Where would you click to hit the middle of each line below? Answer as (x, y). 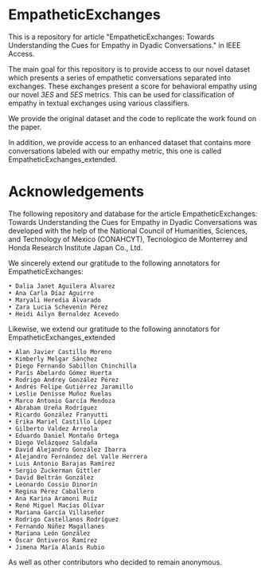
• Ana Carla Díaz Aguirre (51, 293)
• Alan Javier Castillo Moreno (60, 352)
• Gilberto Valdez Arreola (53, 428)
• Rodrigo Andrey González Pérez (64, 380)
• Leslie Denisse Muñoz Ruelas (60, 394)
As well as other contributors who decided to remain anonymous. (115, 562)
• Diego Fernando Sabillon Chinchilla (72, 366)
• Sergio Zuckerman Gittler (55, 471)
